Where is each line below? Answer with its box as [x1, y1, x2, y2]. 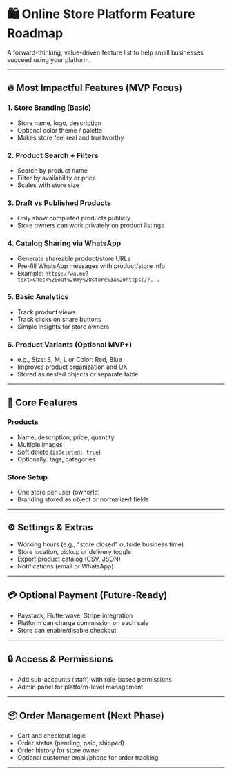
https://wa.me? [45, 270, 89, 277]
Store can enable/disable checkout [17, 626, 117, 634]
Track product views [17, 307, 76, 316]
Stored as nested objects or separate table [17, 370, 139, 379]
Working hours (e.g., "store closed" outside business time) [17, 540, 184, 548]
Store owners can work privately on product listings [17, 221, 164, 229]
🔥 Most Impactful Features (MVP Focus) [7, 82, 183, 94]
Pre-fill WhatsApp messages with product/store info [17, 261, 166, 270]
